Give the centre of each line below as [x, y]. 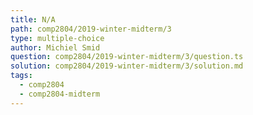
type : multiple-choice [57, 38]
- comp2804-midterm [60, 94]
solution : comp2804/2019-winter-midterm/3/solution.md [127, 66]
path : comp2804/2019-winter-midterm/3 [91, 29]
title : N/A [33, 19]
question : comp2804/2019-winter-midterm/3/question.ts [127, 57]
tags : [21, 76]
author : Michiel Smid [55, 47]
